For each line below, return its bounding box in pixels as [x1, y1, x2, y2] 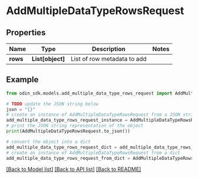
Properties [6, 28, 46, 38]
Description [92, 45, 126, 53]
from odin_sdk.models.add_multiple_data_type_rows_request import [6, 90, 173, 96]
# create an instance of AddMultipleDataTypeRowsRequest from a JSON [6, 112, 181, 118]
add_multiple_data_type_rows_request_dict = [6, 144, 117, 150]
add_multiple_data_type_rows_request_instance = [6, 117, 128, 123]
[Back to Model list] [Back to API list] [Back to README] [6, 166, 141, 173]
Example [6, 75, 39, 85]
